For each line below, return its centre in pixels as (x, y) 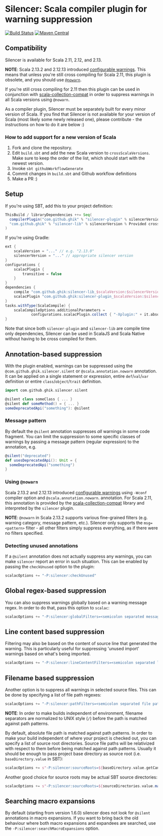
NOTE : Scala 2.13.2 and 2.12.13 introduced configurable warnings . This (75, 69)
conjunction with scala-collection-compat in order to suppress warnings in (80, 94)
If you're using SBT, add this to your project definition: (59, 206)
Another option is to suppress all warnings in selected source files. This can (81, 690)
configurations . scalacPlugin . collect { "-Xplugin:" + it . (91, 315)
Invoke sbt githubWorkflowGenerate (48, 169)
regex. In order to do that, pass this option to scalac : (57, 607)
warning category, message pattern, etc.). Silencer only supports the (74, 523)
